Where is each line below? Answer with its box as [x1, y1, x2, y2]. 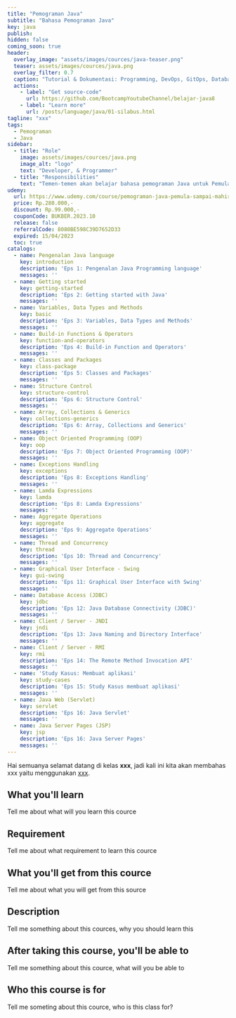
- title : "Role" [13, 148, 61, 155]
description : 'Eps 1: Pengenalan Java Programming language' [20, 265, 202, 272]
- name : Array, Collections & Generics [13, 409, 131, 416]
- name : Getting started [13, 278, 86, 285]
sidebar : [7, 141, 33, 148]
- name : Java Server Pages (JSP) [13, 722, 112, 729]
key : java [7, 23, 37, 30]
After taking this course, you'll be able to [7, 945, 189, 957]
